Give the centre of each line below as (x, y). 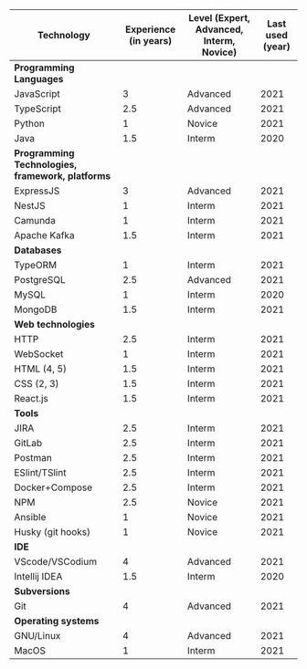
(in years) (151, 41)
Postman (33, 458)
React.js (31, 398)
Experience (150, 29)
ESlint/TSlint (40, 472)
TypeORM (36, 265)
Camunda (35, 220)
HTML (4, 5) (40, 369)
